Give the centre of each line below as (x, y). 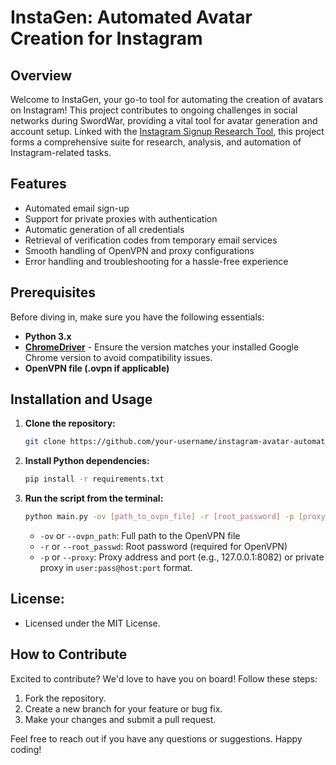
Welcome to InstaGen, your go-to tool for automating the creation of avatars (167, 99)
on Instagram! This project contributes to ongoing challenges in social (154, 110)
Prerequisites (53, 292)
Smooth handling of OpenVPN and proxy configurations (139, 250)
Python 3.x (48, 336)
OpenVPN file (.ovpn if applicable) (97, 368)
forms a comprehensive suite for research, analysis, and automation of (156, 142)
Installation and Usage (81, 399)
